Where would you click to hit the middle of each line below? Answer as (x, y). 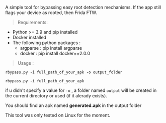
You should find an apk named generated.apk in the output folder (73, 105)
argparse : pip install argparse (51, 48)
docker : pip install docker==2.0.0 (55, 53)
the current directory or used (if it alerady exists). (56, 96)
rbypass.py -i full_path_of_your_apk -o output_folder (64, 72)
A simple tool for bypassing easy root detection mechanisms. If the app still (83, 7)
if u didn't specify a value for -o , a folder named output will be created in (81, 90)
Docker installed (29, 37)
